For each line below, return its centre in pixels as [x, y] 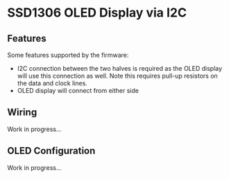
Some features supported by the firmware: [68, 55]
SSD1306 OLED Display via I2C [97, 13]
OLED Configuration [51, 151]
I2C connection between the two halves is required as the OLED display [120, 68]
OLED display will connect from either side [78, 91]
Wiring [22, 112]
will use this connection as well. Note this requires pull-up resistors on [118, 76]
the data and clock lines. [52, 83]
